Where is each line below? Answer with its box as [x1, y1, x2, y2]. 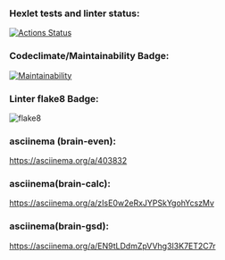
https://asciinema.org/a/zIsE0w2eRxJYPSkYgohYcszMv [9, 197, 214, 208]
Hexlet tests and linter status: [9, 7, 140, 20]
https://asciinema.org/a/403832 [9, 155, 128, 166]
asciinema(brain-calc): [9, 178, 112, 190]
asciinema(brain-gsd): [9, 220, 110, 232]
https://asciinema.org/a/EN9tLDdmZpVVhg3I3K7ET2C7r [9, 240, 216, 251]
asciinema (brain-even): [9, 135, 116, 147]
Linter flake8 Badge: [9, 92, 99, 105]
